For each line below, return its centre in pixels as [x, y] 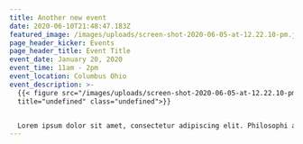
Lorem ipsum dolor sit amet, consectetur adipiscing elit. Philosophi [153, 126]
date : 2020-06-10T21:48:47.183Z [70, 26]
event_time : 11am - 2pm [54, 68]
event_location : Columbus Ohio [68, 76]
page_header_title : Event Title [70, 51]
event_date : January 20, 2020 [66, 59]
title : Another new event [58, 18]
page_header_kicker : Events [62, 43]
